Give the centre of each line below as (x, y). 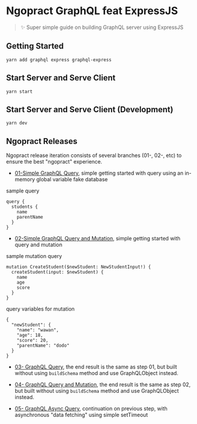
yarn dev (17, 123)
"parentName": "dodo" (43, 346)
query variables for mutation (41, 309)
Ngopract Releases (42, 141)
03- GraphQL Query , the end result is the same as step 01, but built (96, 367)
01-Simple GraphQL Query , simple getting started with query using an (99, 173)
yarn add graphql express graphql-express (59, 60)
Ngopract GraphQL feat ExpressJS (92, 11)
